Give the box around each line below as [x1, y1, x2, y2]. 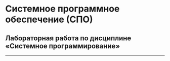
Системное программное [5, 3, 120, 15]
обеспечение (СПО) [5, 14, 93, 25]
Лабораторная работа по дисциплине [5, 34, 132, 42]
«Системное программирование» [5, 41, 120, 50]
